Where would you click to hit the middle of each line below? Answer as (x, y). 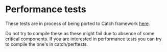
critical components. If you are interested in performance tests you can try (83, 39)
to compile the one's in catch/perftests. (47, 44)
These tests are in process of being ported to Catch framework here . (78, 23)
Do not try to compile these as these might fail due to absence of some (80, 33)
